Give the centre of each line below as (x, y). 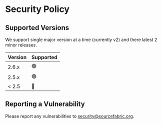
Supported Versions (37, 28)
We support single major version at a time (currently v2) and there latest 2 (81, 39)
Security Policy (37, 9)
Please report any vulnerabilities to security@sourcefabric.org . (70, 116)
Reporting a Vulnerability (45, 104)
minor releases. (21, 45)
